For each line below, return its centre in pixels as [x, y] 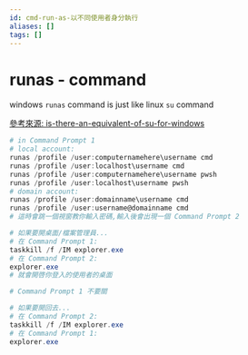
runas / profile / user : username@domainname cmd [99, 208]
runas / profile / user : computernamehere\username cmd [111, 158]
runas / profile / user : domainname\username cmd [99, 200]
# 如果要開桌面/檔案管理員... [59, 233]
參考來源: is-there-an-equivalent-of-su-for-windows [107, 123]
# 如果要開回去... [40, 308]
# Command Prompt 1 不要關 [58, 291]
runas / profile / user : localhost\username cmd [97, 166]
